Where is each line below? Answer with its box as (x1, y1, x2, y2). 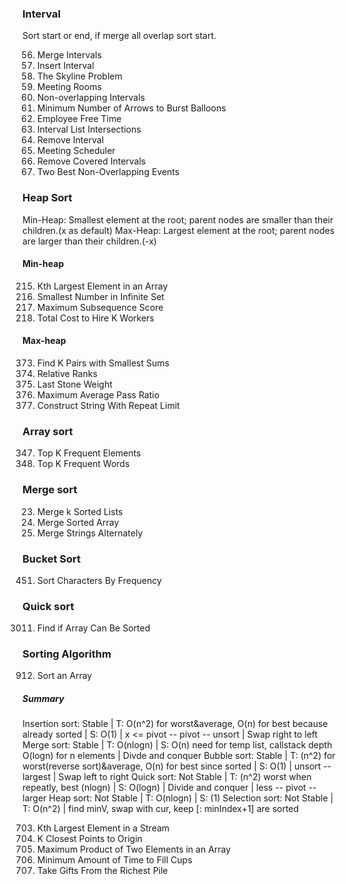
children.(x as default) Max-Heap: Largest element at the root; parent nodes (22, 224, 335, 236)
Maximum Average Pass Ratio (36, 389, 160, 401)
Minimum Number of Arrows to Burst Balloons (36, 102, 227, 114)
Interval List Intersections (36, 123, 142, 136)
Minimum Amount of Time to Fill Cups (36, 854, 193, 866)
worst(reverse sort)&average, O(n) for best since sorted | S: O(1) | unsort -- (22, 760, 332, 772)
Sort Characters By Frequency (36, 574, 162, 586)
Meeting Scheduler (36, 145, 116, 157)
